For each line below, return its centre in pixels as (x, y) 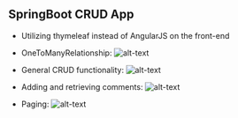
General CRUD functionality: (73, 70)
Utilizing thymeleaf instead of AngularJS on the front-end (125, 35)
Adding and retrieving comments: (82, 86)
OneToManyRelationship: (66, 53)
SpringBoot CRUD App (71, 15)
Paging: (35, 104)
